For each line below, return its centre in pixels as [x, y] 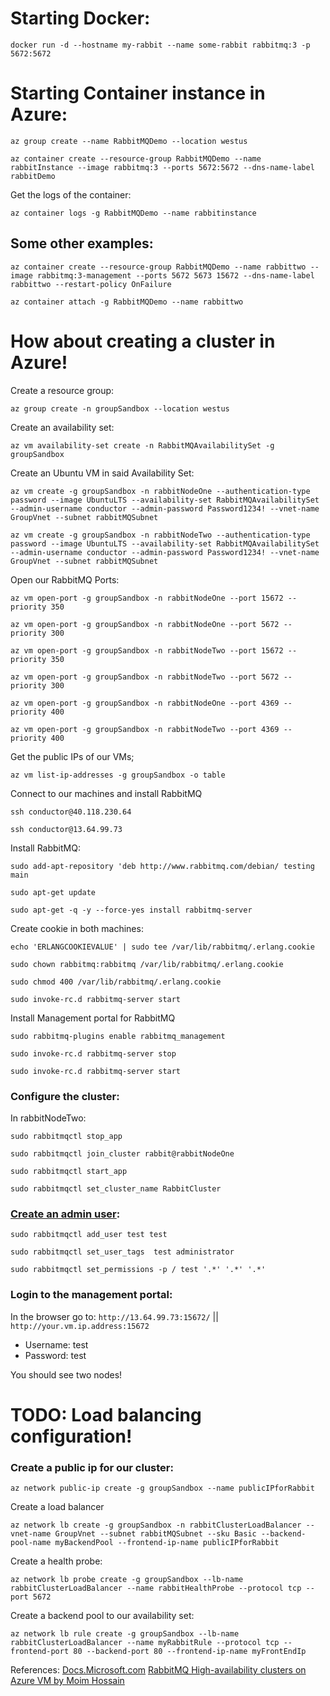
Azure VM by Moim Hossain [67, 1680]
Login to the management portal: [91, 1295]
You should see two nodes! [66, 1374]
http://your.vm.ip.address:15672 [80, 1326]
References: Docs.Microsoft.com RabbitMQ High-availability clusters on [158, 1670]
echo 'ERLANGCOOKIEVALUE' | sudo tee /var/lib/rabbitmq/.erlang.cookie [162, 947]
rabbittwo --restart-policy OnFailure [91, 284]
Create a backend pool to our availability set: [102, 1615]
